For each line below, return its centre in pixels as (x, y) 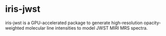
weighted (15, 28)
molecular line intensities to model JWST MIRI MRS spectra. (86, 28)
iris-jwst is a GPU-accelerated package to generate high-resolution (74, 23)
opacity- (152, 23)
